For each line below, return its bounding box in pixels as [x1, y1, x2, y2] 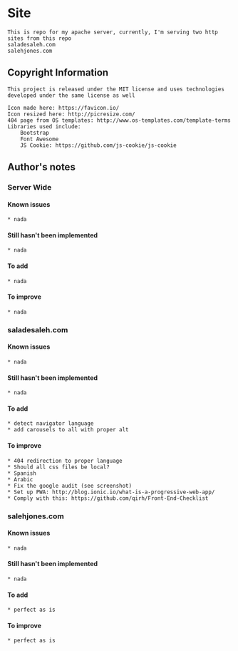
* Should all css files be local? [7, 463, 110, 471]
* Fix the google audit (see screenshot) [7, 482, 133, 489]
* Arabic [7, 476, 33, 483]
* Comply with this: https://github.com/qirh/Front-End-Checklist [7, 494, 209, 502]
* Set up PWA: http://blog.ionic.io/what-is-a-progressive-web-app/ [7, 488, 215, 496]
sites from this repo [7, 34, 72, 42]
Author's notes [7, 161, 76, 173]
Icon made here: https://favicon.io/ [7, 104, 120, 111]
